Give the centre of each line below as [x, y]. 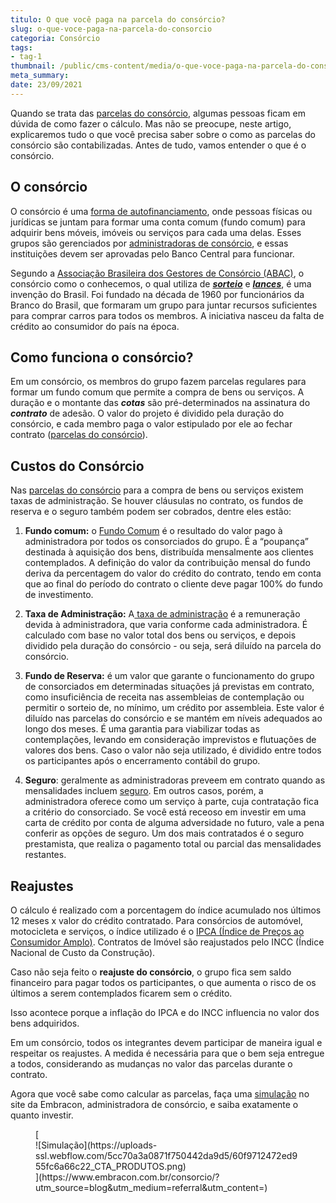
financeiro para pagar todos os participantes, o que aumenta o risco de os [163, 982]
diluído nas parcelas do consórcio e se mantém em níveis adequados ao [173, 718]
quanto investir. [42, 1115]
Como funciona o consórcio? [102, 357]
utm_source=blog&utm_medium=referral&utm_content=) [151, 1187]
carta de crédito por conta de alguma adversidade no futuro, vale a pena [174, 823]
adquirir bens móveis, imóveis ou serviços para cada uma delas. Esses [156, 232]
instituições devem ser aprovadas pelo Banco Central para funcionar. [152, 253]
